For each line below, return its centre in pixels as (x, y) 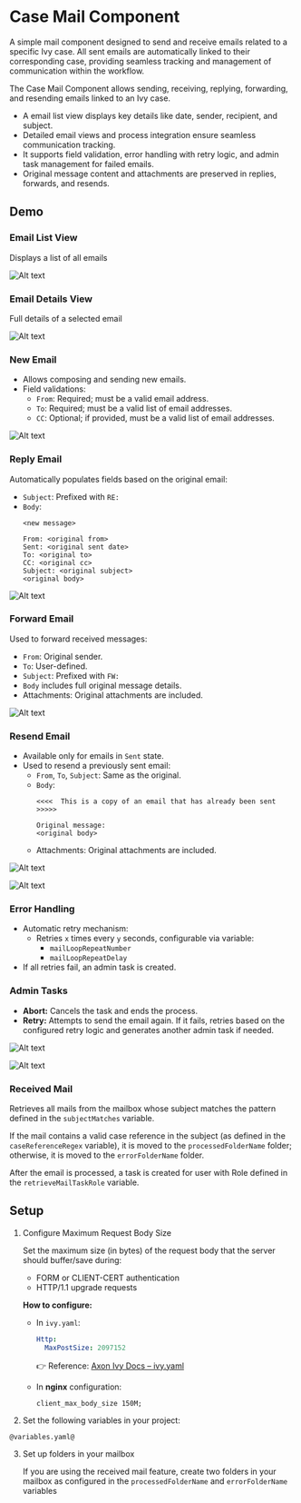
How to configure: (57, 1305)
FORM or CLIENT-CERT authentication (107, 1278)
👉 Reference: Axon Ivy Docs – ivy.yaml (110, 1366)
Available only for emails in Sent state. (93, 756)
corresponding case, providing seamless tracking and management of (141, 61)
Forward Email (42, 619)
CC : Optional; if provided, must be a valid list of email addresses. (155, 418)
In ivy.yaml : (58, 1322)
